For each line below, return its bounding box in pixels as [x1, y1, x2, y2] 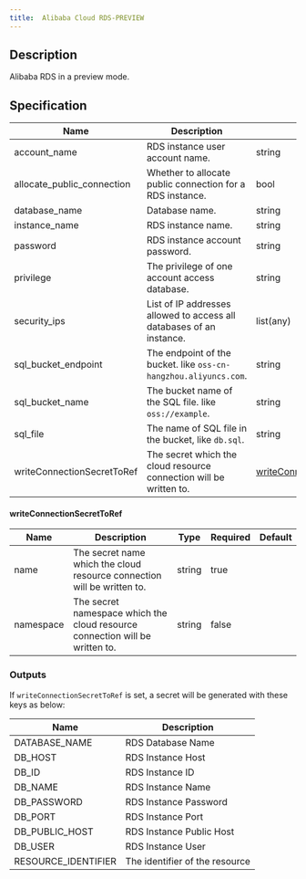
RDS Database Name [125, 736, 216, 748]
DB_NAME [14, 780, 59, 793]
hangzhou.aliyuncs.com [146, 371, 245, 382]
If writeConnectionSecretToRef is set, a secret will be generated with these [9, 689, 289, 700]
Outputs [9, 668, 47, 681]
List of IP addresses [146, 298, 231, 310]
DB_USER [14, 840, 55, 853]
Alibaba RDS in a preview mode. [9, 71, 130, 82]
